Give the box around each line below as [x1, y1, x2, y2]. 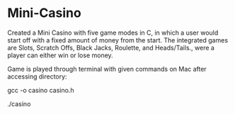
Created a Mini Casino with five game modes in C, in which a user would [7, 28, 219, 37]
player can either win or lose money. [7, 51, 113, 59]
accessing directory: [7, 72, 67, 81]
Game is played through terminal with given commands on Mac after [7, 64, 207, 73]
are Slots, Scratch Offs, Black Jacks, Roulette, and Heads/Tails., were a [7, 43, 214, 52]
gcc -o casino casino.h [7, 86, 74, 94]
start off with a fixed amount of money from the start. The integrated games [7, 35, 229, 44]
